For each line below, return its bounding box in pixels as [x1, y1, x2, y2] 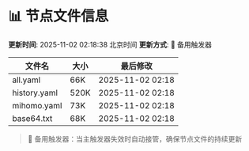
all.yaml [12, 74, 41, 85]
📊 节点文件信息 [8, 7, 109, 25]
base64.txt [12, 112, 53, 123]
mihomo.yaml [12, 100, 62, 111]
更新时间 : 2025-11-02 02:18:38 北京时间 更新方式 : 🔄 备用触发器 [8, 40, 212, 49]
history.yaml [12, 87, 58, 98]
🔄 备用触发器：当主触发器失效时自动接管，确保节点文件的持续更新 [27, 134, 243, 143]
